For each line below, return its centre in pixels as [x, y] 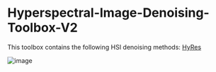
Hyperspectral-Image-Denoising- [109, 13]
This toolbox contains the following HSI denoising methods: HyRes [104, 47]
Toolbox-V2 [42, 28]
